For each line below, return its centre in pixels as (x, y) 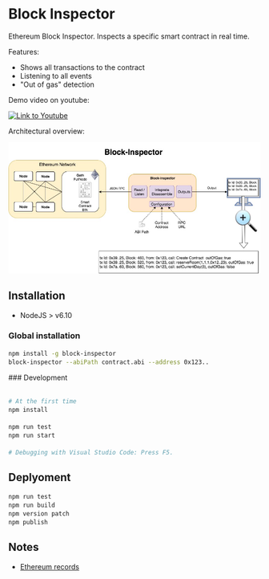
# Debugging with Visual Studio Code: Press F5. (91, 452)
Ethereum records (50, 566)
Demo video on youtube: (49, 100)
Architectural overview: (47, 131)
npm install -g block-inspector (62, 353)
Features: (24, 51)
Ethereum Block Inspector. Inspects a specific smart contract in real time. (129, 36)
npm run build (32, 506)
